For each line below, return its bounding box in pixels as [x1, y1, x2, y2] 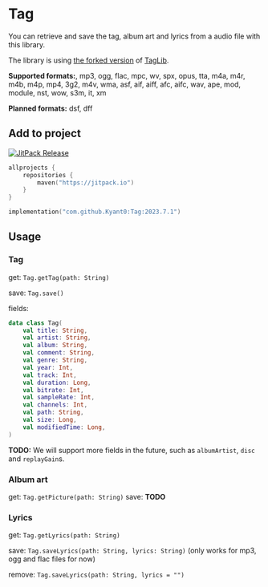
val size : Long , [22, 416, 78, 424]
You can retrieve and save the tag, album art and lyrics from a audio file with [8, 31, 261, 41]
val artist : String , [22, 334, 91, 342]
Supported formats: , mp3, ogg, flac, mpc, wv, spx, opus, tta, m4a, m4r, [8, 71, 246, 80]
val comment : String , [22, 349, 95, 357]
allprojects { [8, 164, 56, 172]
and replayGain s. [8, 454, 65, 464]
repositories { [22, 171, 74, 179]
